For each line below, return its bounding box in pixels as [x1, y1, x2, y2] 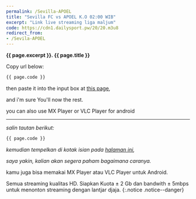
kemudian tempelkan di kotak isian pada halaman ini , [6, 146, 135, 153]
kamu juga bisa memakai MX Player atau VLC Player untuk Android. [6, 169, 168, 176]
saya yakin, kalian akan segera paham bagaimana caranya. [6, 157, 152, 164]
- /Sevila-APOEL [6, 36, 45, 41]
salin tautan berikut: [6, 124, 54, 131]
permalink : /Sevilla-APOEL [6, 8, 72, 15]
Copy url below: [6, 63, 44, 70]
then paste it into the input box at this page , [6, 85, 111, 92]
